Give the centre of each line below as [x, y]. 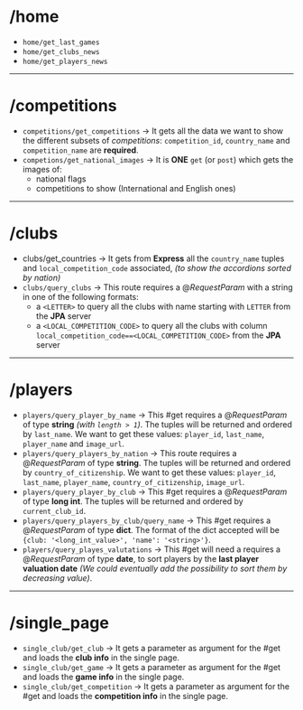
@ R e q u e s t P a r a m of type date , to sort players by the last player [141, 558]
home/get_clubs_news [61, 51]
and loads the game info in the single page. [103, 677]
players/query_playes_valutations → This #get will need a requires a [151, 549]
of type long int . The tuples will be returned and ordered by [133, 501]
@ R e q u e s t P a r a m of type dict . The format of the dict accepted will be [151, 529]
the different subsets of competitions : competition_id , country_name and [156, 140]
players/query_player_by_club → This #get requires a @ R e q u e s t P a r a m [155, 491]
